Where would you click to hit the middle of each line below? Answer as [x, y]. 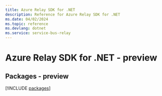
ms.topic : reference [27, 24]
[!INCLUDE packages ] [28, 88]
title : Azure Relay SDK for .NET [40, 10]
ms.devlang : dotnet [26, 28]
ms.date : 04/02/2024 [27, 19]
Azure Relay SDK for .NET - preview [81, 58]
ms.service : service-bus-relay [38, 33]
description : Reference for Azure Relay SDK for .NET [63, 14]
